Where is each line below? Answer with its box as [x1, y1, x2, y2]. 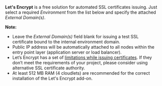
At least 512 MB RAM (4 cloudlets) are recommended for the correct [12, 70, 150, 76]
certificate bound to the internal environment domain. [12, 39, 120, 45]
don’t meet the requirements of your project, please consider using [12, 60, 148, 65]
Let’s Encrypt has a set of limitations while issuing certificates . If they [12, 55, 152, 60]
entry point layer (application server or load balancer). [12, 49, 122, 55]
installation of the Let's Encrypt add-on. [12, 76, 93, 81]
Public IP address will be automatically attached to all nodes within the [12, 44, 155, 50]
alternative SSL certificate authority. [12, 65, 85, 71]
